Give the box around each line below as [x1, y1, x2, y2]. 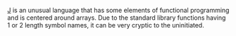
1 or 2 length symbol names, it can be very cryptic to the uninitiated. [7, 21, 204, 29]
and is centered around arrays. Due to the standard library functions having [7, 13, 226, 22]
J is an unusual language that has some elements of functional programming [7, 6, 230, 14]
